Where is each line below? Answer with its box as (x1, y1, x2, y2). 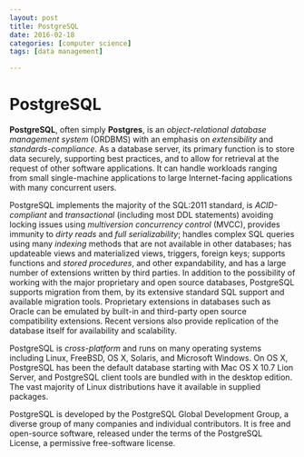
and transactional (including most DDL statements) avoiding (48, 210, 274, 221)
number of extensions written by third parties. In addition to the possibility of (9, 267, 296, 278)
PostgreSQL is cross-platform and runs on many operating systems (9, 343, 261, 354)
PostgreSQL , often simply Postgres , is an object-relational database (9, 124, 267, 135)
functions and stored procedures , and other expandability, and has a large (9, 258, 287, 269)
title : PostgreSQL (9, 22, 79, 31)
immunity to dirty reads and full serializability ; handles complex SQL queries (9, 229, 295, 240)
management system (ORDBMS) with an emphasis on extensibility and (9, 134, 274, 145)
